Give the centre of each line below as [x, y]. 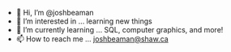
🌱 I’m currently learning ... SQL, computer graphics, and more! [120, 30]
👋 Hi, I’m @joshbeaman [55, 13]
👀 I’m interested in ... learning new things [84, 21]
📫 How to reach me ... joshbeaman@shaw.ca [92, 39]
